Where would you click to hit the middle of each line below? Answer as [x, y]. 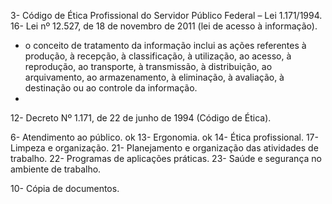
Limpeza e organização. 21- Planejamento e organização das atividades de [164, 148]
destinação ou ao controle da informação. [111, 88]
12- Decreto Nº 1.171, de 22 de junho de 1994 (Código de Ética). [141, 118]
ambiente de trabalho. [56, 169]
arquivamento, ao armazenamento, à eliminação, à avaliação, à [154, 77]
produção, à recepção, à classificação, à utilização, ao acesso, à [158, 56]
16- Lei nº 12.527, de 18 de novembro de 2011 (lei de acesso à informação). [164, 26]
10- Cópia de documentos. [65, 188]
